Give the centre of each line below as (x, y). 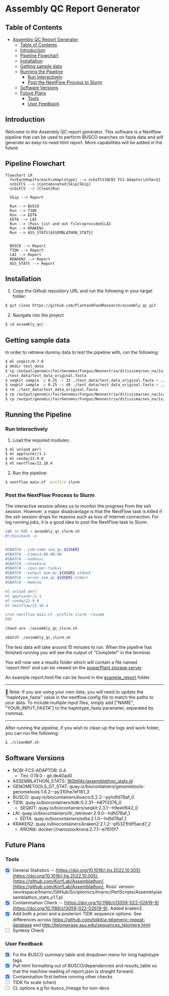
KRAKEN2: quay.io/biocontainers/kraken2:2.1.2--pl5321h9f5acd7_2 (81, 824)
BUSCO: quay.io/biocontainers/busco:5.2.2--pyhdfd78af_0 (73, 797)
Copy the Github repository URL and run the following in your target (82, 291)
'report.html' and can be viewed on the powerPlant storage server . (74, 667)
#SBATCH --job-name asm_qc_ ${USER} (43, 549)
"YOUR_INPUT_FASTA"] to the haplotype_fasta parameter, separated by (79, 708)
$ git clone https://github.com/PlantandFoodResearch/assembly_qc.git (81, 305)
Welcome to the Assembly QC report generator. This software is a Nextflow (83, 132)
